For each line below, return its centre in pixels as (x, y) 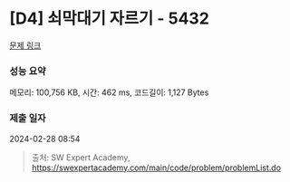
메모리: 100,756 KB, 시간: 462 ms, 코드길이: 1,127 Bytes (109, 92)
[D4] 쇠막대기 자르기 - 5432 (110, 19)
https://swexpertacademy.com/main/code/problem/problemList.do (156, 168)
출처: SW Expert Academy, (81, 157)
